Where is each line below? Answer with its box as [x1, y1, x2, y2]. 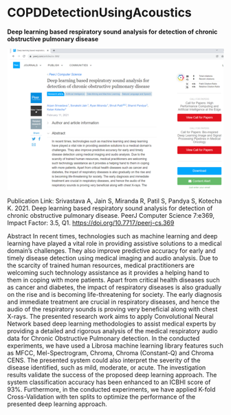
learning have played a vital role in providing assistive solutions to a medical [7, 239, 222, 247]
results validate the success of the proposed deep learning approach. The [7, 370, 217, 379]
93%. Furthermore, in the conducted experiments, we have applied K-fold [7, 385, 216, 393]
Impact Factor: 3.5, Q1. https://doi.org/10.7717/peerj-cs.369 [7, 218, 175, 227]
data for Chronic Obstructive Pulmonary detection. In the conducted [7, 334, 200, 342]
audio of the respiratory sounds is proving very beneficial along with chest [7, 304, 218, 313]
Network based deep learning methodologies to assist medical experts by [7, 319, 217, 328]
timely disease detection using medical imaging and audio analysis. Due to [7, 254, 219, 262]
